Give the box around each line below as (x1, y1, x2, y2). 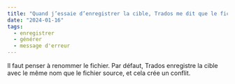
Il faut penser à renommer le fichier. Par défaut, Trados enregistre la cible (7, 62, 218, 69)
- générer (13, 36, 42, 43)
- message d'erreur (13, 42, 71, 49)
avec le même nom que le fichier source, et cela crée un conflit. (7, 69, 191, 77)
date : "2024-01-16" (7, 17, 64, 24)
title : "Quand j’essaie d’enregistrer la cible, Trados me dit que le (7, 10, 218, 17)
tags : (7, 23, 23, 30)
